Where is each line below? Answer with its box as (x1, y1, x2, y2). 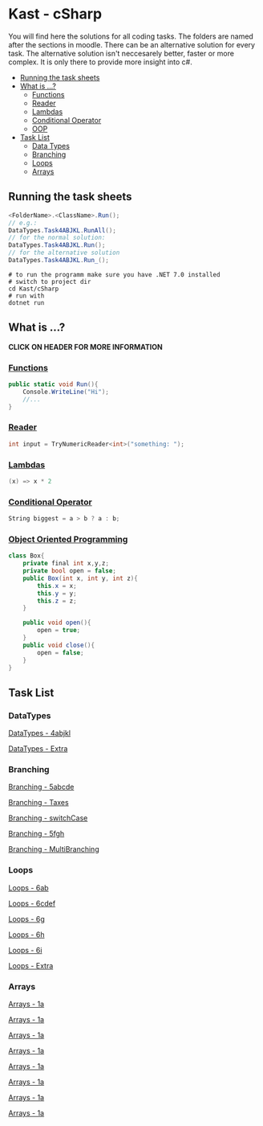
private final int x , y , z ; (22, 560, 110, 568)
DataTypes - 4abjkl (8, 729, 71, 738)
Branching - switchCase (8, 813, 88, 823)
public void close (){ (22, 641, 95, 649)
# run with (8, 291, 45, 300)
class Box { (8, 552, 45, 560)
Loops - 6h (8, 930, 45, 939)
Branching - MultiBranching (8, 844, 99, 854)
